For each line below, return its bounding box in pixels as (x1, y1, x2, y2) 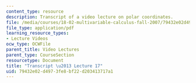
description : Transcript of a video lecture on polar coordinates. (6, 14, 174, 20)
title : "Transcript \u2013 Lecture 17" (6, 63, 103, 69)
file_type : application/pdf (6, 25, 75, 31)
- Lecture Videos (6, 36, 48, 41)
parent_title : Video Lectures (6, 47, 80, 53)
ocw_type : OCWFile (6, 41, 51, 47)
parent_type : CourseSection (6, 52, 75, 58)
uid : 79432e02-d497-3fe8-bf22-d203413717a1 (6, 68, 114, 74)
